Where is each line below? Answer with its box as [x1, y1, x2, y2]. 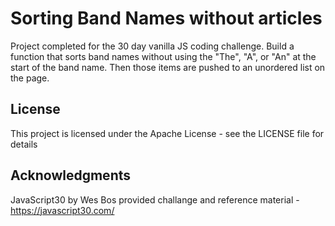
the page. [10, 72, 50, 84]
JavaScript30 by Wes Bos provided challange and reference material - [10, 193, 300, 206]
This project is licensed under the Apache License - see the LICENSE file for [10, 127, 325, 139]
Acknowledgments [10, 167, 132, 184]
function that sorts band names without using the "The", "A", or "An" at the [10, 50, 317, 62]
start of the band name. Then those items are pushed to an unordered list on [10, 61, 326, 73]
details [10, 138, 38, 150]
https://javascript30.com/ [10, 204, 115, 216]
